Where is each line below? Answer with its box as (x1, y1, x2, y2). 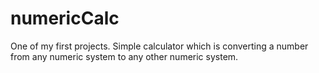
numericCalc (10, 7, 120, 30)
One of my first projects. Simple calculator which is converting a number (10, 40, 309, 52)
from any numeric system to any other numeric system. (10, 50, 239, 62)
